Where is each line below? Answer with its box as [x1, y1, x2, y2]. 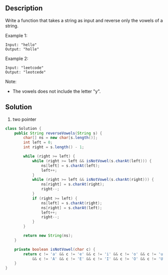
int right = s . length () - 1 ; [23, 145, 85, 150]
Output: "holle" [5, 46, 39, 52]
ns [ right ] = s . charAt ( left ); [41, 205, 102, 211]
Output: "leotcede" [5, 70, 46, 75]
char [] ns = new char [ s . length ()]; [23, 135, 98, 141]
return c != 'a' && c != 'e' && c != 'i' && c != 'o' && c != [23, 251, 156, 256]
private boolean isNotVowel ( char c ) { [14, 247, 96, 252]
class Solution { [5, 126, 42, 131]
